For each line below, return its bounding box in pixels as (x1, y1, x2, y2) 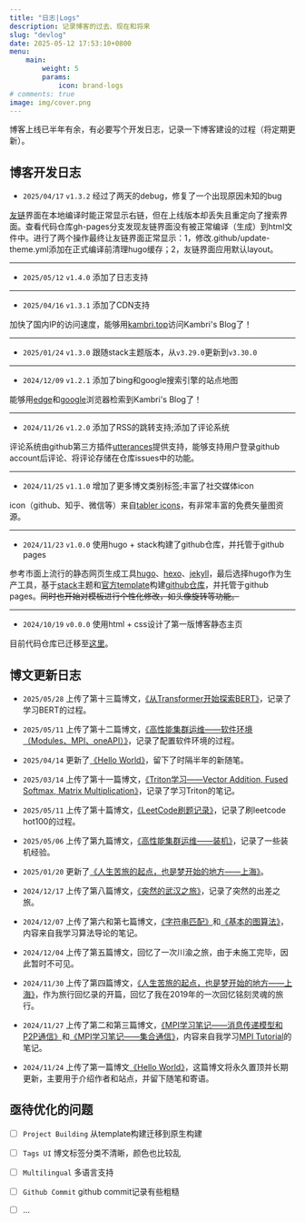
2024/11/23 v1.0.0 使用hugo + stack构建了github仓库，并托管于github (22, 539, 284, 551)
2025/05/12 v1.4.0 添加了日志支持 (22, 272, 149, 283)
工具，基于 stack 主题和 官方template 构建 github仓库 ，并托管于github (16, 580, 270, 591)
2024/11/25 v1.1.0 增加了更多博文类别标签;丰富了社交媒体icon (22, 480, 254, 491)
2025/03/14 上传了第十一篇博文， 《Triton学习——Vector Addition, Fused (22, 774, 289, 784)
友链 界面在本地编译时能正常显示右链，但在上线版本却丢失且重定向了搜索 (9, 210, 280, 221)
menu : (9, 47, 30, 56)
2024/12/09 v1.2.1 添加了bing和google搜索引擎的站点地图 (22, 375, 239, 386)
